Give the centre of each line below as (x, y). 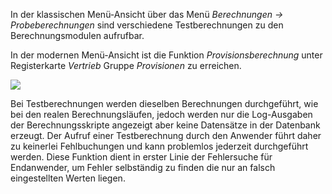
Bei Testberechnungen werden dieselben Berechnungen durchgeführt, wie (164, 103)
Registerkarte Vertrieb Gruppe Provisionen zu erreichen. (126, 65)
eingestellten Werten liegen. (68, 178)
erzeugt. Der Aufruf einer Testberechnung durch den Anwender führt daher (166, 135)
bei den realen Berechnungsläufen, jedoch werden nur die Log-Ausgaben (161, 114)
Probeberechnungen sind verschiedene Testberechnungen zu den (147, 25)
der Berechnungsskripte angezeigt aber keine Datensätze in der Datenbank (165, 125)
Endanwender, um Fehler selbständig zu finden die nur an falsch (143, 167)
